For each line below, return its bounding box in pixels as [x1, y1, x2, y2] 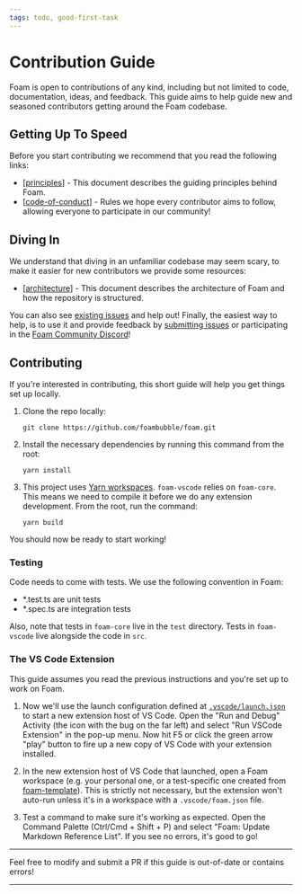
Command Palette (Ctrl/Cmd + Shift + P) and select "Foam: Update [22, 821, 271, 832]
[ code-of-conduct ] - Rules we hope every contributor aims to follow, [22, 197, 277, 208]
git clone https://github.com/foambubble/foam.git [22, 423, 217, 432]
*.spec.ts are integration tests [22, 604, 132, 615]
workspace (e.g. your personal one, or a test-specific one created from [22, 775, 286, 786]
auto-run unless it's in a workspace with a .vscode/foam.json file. [22, 794, 264, 805]
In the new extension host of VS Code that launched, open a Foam [22, 766, 268, 776]
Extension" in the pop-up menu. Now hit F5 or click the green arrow [22, 729, 274, 739]
